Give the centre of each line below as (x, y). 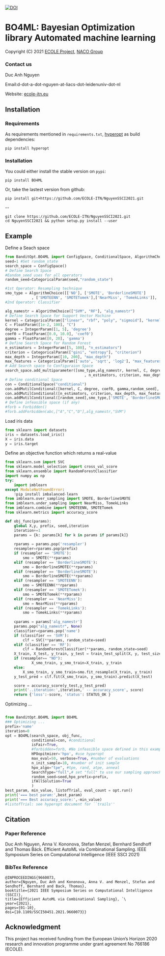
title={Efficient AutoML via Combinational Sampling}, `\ (66, 899)
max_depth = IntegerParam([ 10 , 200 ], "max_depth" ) (58, 357)
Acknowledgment (33, 927)
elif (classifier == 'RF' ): (42, 645)
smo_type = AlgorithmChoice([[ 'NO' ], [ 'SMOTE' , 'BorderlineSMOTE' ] (76, 293)
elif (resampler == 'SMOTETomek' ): (50, 590)
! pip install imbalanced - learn (46, 494)
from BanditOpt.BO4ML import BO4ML (41, 718)
